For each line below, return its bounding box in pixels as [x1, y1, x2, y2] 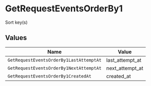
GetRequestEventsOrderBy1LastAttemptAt [7, 57, 101, 63]
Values [5, 34, 27, 42]
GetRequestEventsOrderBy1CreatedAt [7, 73, 92, 79]
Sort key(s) [5, 19, 28, 25]
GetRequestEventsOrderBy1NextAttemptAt [7, 65, 101, 71]
